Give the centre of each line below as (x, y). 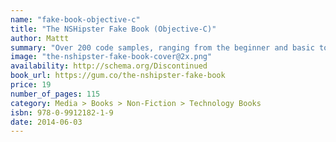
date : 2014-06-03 (46, 122)
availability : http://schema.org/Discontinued (109, 66)
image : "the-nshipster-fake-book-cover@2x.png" (111, 57)
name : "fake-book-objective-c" (75, 19)
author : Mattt (40, 38)
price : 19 (31, 85)
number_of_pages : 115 (55, 94)
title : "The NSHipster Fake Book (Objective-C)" (113, 29)
